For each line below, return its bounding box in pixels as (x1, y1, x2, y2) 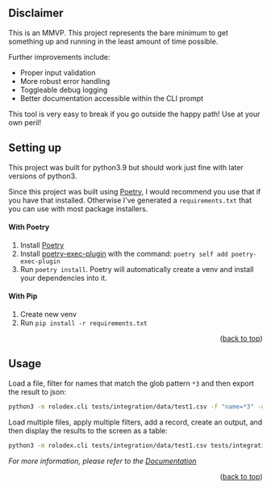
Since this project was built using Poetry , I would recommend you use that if (8, 186, 261, 196)
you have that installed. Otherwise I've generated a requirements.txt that (8, 195, 252, 205)
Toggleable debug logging (19, 85, 108, 94)
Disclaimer (8, 6, 64, 20)
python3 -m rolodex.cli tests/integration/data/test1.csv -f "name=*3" (8, 403, 254, 411)
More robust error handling (19, 76, 110, 86)
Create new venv (19, 310, 77, 320)
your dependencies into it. (19, 273, 107, 282)
